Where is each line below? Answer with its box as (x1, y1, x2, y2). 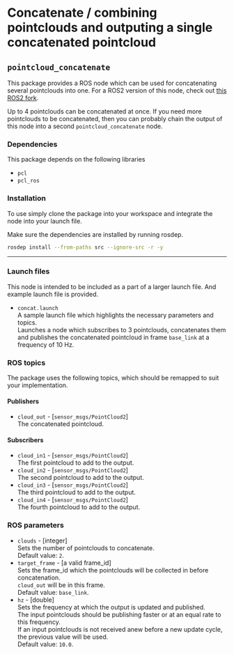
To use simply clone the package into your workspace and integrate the (7, 209, 213, 217)
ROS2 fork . (7, 94, 39, 102)
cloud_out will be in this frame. (17, 580, 106, 589)
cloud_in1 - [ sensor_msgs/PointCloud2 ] (17, 451, 129, 460)
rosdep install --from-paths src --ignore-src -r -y (7, 244, 164, 251)
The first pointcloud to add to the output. (17, 458, 134, 467)
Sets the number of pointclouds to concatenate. (17, 543, 155, 552)
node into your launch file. (7, 217, 82, 225)
